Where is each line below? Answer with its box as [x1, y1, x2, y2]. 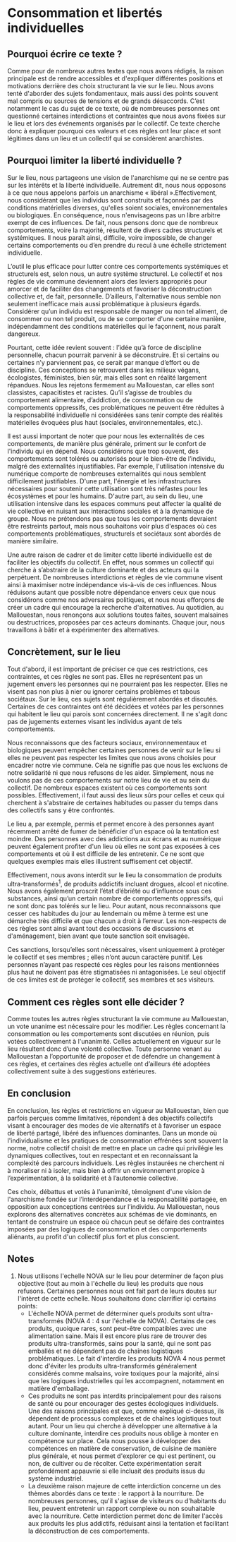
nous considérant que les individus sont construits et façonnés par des [7, 195, 213, 204]
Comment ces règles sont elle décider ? [7, 996, 185, 1008]
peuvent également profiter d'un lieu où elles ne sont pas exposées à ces [7, 842, 221, 850]
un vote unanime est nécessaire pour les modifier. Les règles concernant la [7, 1022, 225, 1031]
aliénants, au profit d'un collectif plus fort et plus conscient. [7, 1232, 180, 1241]
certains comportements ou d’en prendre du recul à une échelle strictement [7, 241, 227, 249]
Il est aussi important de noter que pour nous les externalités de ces [7, 432, 205, 440]
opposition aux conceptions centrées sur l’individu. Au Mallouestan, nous [7, 1202, 221, 1211]
